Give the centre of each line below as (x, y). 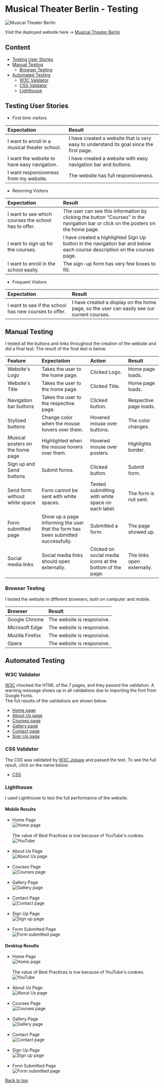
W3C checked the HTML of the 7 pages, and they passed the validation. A (80, 685)
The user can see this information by (105, 211)
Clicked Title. (105, 387)
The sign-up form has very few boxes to (110, 264)
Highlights (140, 444)
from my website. (27, 178)
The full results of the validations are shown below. (56, 701)
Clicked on (102, 549)
